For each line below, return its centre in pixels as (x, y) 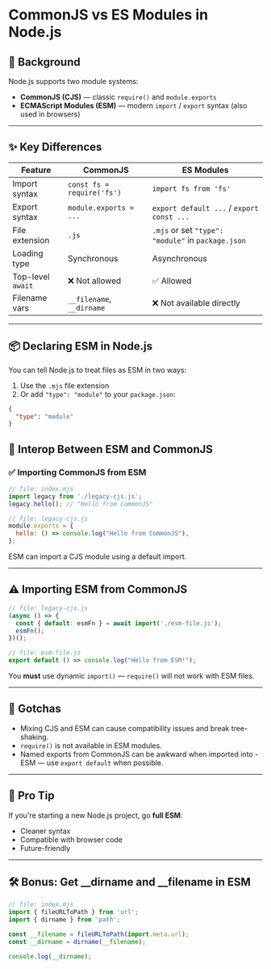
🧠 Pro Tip (31, 796)
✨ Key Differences (55, 147)
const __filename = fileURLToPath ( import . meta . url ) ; (99, 935)
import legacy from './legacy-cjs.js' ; (75, 496)
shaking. (34, 737)
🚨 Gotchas (35, 709)
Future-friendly (45, 848)
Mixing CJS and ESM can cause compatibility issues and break (125, 728)
